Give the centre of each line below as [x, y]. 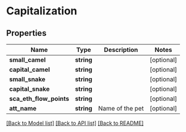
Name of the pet [121, 108]
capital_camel [30, 70]
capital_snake [29, 89]
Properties [26, 33]
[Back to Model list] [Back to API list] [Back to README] [75, 123]
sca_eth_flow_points [39, 99]
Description [121, 50]
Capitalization [42, 11]
